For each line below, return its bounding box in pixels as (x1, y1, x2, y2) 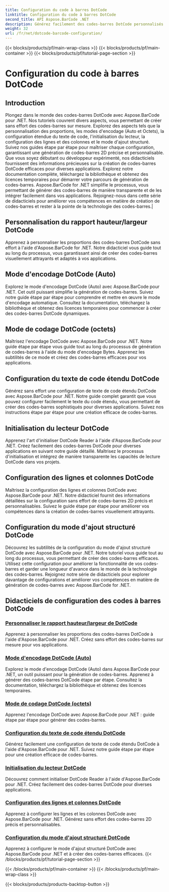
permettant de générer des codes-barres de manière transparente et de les (5, 187, 162, 193)
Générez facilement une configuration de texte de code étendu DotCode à (5, 741, 160, 747)
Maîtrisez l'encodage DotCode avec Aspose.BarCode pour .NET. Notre (5, 338, 152, 344)
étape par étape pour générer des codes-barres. (5, 717, 107, 723)
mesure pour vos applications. (5, 642, 68, 648)
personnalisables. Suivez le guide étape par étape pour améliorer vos (5, 503, 150, 509)
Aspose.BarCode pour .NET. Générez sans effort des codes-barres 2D (5, 816, 152, 822)
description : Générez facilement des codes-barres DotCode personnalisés (5, 21, 164, 27)
